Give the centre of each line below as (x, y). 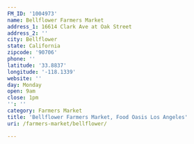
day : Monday (24, 85)
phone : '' (22, 59)
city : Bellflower (32, 40)
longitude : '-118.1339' (42, 72)
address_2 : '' (28, 33)
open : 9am (22, 91)
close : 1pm (23, 98)
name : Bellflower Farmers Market (56, 20)
